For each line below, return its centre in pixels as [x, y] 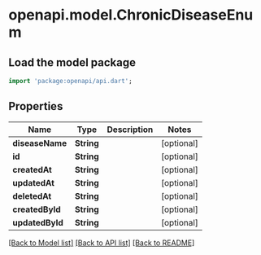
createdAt [33, 169]
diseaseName [40, 143]
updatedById [38, 222]
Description [130, 130]
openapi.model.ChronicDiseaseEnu [131, 15]
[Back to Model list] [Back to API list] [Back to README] [102, 243]
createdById [37, 209]
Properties [36, 106]
